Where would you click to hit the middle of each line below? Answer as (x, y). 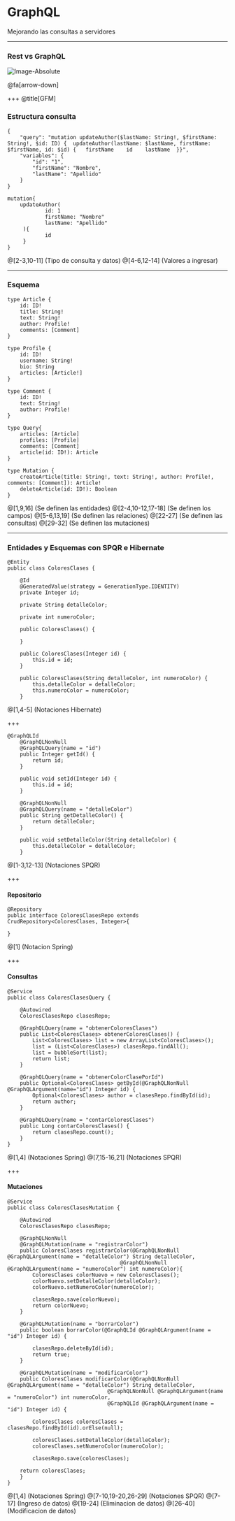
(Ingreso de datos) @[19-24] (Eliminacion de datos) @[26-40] (106, 1503)
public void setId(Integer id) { (69, 779)
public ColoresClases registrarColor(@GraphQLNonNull (100, 1250)
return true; (51, 1354)
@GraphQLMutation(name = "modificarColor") (84, 1373)
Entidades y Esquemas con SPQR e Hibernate (86, 547)
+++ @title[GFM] (31, 99)
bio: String (37, 367)
